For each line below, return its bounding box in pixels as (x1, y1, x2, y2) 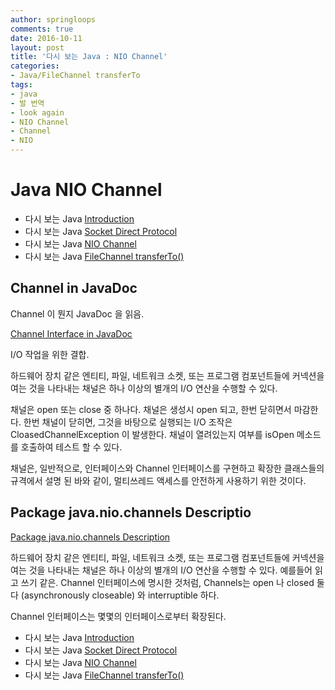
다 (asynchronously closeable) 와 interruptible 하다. (10, 589, 220, 601)
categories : (10, 61, 60, 71)
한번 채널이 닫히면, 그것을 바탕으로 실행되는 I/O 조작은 (23, 416, 233, 428)
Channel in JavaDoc (10, 280, 138, 297)
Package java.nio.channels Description (10, 531, 171, 543)
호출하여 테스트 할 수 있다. (20, 441, 123, 453)
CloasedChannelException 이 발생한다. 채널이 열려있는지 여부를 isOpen (10, 428, 295, 440)
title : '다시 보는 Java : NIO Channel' (10, 52, 168, 62)
